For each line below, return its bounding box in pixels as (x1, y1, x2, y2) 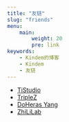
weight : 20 (31, 35, 63, 42)
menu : (7, 22, 23, 29)
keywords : (7, 48, 36, 55)
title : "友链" (7, 10, 46, 17)
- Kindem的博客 (19, 55, 59, 61)
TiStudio (16, 86, 41, 94)
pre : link (31, 42, 59, 48)
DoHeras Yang (16, 100, 58, 108)
